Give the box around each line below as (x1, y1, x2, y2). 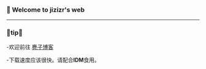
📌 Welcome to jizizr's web (6, 5, 85, 14)
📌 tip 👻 (6, 29, 23, 37)
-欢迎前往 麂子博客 (6, 43, 54, 51)
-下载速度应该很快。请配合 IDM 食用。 (6, 56, 100, 64)
